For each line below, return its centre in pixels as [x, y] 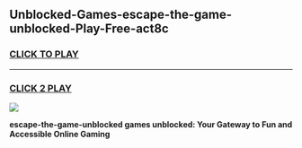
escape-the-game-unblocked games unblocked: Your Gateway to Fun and [151, 124]
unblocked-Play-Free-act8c [89, 29]
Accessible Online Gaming [60, 134]
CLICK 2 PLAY [40, 88]
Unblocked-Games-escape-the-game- [120, 15]
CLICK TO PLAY [44, 55]
